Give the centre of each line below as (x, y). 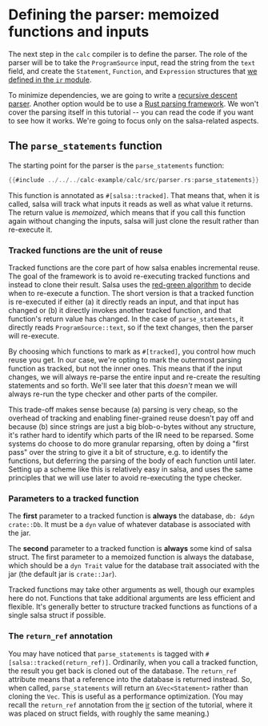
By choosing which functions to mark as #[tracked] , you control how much (132, 351)
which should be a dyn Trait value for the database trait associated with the (134, 566)
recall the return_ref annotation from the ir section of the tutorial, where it (130, 704)
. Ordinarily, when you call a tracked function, (183, 662)
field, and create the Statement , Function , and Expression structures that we (133, 71)
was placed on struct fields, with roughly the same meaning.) (109, 713)
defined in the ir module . (50, 79)
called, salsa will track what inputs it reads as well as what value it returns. (131, 204)
